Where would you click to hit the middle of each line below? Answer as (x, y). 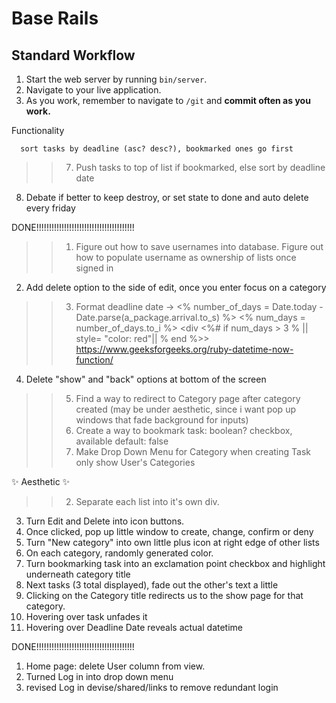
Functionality (38, 130)
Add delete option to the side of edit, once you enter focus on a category (176, 287)
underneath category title (78, 574)
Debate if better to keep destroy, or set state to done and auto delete (167, 197)
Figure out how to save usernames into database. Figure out (199, 246)
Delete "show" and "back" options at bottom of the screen (146, 379)
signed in (94, 268)
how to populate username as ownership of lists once (186, 257)
